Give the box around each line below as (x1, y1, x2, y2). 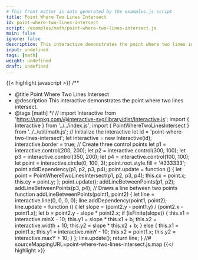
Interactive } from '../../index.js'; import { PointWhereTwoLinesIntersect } (14, 122, 190, 129)
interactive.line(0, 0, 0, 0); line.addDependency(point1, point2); (14, 197, 167, 204)
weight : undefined (6, 58, 51, 64)
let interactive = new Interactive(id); (65, 135, 152, 142)
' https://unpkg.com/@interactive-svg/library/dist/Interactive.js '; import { (14, 116, 190, 123)
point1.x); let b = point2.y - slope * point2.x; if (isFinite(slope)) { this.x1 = (14, 209, 190, 216)
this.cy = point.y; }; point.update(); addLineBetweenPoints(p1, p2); (14, 178, 175, 185)
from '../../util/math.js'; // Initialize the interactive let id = (14, 128, 149, 135)
